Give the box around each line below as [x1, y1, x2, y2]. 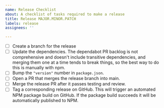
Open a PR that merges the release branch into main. [12, 76, 120, 81]
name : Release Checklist [5, 7, 56, 12]
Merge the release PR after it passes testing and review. [12, 81, 126, 87]
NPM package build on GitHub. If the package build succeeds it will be [12, 92, 156, 98]
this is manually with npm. [12, 65, 66, 71]
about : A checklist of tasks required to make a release [5, 12, 125, 17]
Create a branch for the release [12, 43, 77, 49]
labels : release [5, 21, 39, 26]
